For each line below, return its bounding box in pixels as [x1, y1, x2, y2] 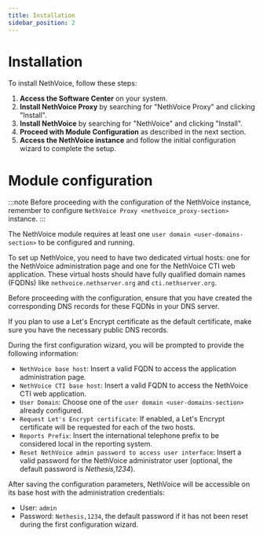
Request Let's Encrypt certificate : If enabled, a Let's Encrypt [19, 414, 225, 424]
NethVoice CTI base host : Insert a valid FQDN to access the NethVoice [19, 381, 249, 390]
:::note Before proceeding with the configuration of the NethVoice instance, [8, 197, 251, 207]
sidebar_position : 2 [8, 19, 76, 27]
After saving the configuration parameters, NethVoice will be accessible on [8, 480, 250, 489]
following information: [8, 349, 79, 359]
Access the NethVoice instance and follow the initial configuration [19, 135, 236, 145]
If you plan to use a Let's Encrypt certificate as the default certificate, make [8, 317, 253, 326]
